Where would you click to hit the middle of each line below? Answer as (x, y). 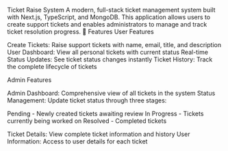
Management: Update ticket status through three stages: (87, 100)
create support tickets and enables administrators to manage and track (107, 24)
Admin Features (29, 80)
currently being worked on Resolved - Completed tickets (87, 121)
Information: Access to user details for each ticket (77, 141)
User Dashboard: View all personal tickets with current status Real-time (108, 52)
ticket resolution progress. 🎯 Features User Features (80, 31)
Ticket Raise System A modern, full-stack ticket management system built (111, 10)
